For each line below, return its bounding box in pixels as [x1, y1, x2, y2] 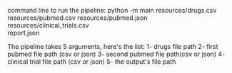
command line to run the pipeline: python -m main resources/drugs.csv [7, 6, 217, 14]
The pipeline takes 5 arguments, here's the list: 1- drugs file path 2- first [7, 43, 219, 50]
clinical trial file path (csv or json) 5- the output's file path [7, 57, 176, 66]
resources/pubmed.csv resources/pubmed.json [7, 13, 148, 22]
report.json [7, 28, 40, 37]
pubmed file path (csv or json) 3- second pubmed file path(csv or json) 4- [7, 50, 226, 58]
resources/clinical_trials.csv [7, 21, 89, 29]
